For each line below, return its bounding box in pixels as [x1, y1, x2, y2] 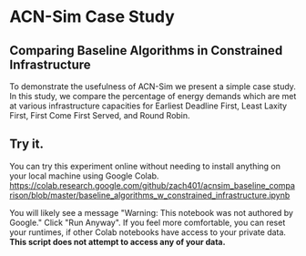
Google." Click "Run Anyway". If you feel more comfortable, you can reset [9, 217, 286, 228]
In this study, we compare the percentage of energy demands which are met [9, 91, 297, 101]
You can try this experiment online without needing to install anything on [9, 160, 280, 171]
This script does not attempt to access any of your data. [9, 236, 226, 247]
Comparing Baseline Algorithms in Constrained [9, 43, 283, 58]
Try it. [9, 137, 44, 152]
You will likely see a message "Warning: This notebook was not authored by [9, 207, 294, 218]
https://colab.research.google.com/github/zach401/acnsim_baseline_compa [9, 179, 296, 190]
